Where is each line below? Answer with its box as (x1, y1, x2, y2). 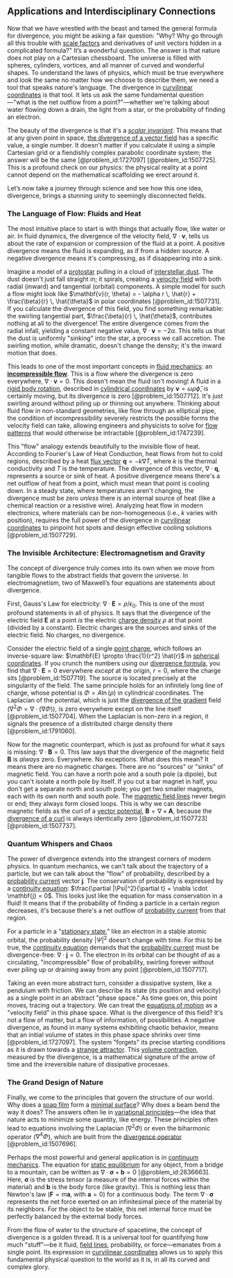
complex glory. (7, 1263, 50, 1271)
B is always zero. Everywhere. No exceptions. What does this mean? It (7, 754, 209, 763)
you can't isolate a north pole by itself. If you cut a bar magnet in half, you (7, 777, 217, 785)
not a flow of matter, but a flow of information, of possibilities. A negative (7, 1015, 216, 1024)
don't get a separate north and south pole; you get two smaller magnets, (7, 784, 214, 793)
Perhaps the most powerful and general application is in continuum (7, 1154, 199, 1162)
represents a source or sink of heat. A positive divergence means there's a (7, 472, 221, 480)
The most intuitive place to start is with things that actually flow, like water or (7, 225, 226, 233)
